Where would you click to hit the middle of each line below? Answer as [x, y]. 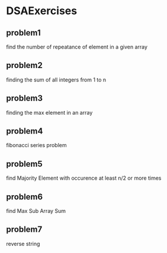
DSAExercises [42, 11]
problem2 [24, 65]
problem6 [25, 197]
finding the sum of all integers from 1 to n [56, 80]
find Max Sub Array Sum [36, 211]
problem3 [25, 98]
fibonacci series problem [36, 145]
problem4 [25, 131]
